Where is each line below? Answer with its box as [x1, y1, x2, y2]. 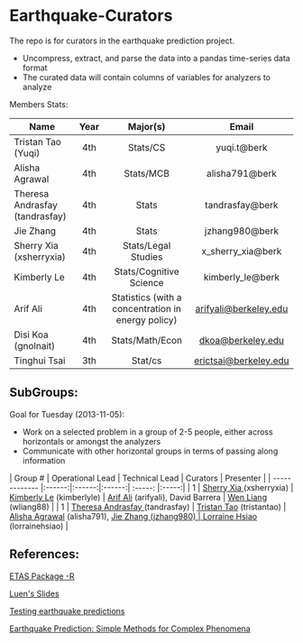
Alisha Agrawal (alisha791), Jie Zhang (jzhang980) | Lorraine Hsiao [9, 510, 258, 521]
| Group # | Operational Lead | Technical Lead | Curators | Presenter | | [9, 473, 271, 483]
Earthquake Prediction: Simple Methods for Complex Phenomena [9, 623, 251, 634]
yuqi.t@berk [216, 141, 268, 153]
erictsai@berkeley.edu [193, 354, 289, 366]
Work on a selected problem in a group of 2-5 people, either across [22, 426, 273, 437]
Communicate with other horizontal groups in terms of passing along [22, 446, 279, 456]
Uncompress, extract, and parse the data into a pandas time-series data [22, 52, 290, 63]
